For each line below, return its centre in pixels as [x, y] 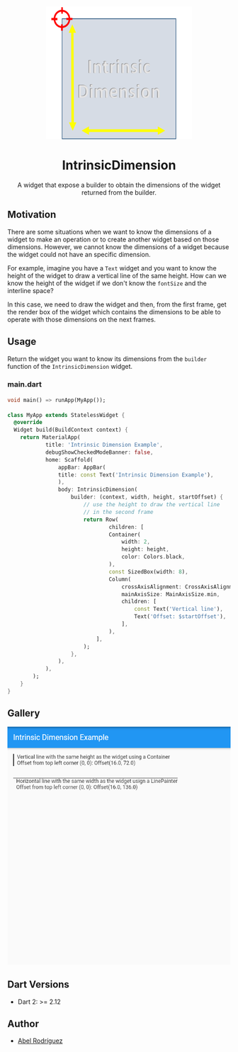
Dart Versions [38, 984]
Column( [120, 579]
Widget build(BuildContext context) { [71, 430]
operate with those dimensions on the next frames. [81, 319]
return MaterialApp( [50, 438]
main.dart [25, 384]
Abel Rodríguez [40, 1041]
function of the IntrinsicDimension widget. [70, 366]
